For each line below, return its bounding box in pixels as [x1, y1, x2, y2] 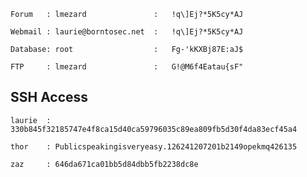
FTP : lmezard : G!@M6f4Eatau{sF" [10, 62, 244, 72]
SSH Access [10, 89, 89, 106]
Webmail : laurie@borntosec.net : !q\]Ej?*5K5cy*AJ [10, 27, 244, 37]
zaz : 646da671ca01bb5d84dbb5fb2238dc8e [10, 159, 199, 169]
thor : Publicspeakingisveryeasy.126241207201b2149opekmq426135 [10, 141, 298, 152]
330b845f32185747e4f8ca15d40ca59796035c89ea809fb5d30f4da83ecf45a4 [10, 124, 298, 134]
